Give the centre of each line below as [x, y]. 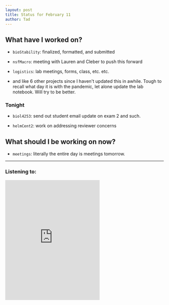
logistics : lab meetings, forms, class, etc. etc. [61, 72]
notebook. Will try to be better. [44, 92]
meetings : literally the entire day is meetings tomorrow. [69, 154]
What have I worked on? [44, 40]
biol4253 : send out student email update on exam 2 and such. [76, 116]
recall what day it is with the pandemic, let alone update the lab [78, 87]
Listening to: [21, 172]
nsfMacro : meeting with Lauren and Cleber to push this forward [77, 62]
